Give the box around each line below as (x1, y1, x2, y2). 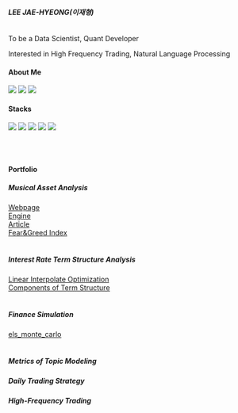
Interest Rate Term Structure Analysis (8, 254, 136, 264)
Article (8, 220, 30, 229)
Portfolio (8, 165, 38, 174)
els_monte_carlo (8, 330, 62, 339)
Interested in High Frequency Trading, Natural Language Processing (8, 49, 231, 59)
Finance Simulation (8, 309, 74, 319)
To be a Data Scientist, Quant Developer (8, 34, 140, 44)
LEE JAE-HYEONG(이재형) (8, 7, 94, 17)
